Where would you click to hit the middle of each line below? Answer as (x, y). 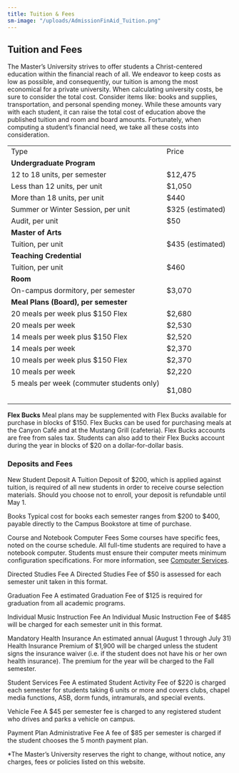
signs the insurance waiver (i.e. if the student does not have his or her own (117, 653)
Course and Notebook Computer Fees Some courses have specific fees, (114, 537)
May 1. (17, 502)
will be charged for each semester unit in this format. (85, 624)
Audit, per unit (35, 221)
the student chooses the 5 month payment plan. (78, 740)
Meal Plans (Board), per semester (69, 302)
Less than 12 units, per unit (57, 186)
